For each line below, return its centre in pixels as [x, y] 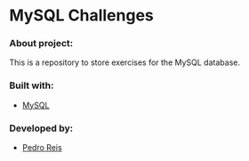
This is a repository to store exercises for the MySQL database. [124, 62]
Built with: [32, 85]
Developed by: [41, 128]
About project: [41, 44]
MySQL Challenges [81, 16]
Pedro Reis [42, 148]
